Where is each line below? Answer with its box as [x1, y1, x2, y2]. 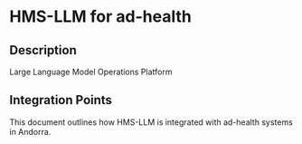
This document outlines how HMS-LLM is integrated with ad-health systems [9, 116, 294, 128]
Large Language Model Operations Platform [9, 66, 173, 77]
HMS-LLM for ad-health [9, 6, 192, 27]
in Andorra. [9, 126, 52, 137]
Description [9, 43, 77, 58]
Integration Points [9, 92, 113, 108]
